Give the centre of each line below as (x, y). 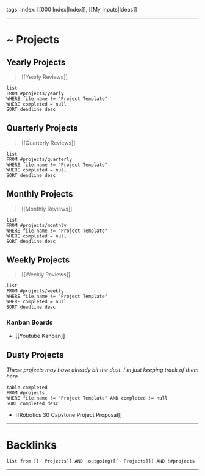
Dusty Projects (35, 355)
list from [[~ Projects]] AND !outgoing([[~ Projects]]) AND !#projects (101, 461)
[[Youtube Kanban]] (40, 336)
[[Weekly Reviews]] (46, 275)
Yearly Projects (36, 62)
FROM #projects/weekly (35, 291)
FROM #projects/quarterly (39, 159)
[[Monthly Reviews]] (47, 209)
